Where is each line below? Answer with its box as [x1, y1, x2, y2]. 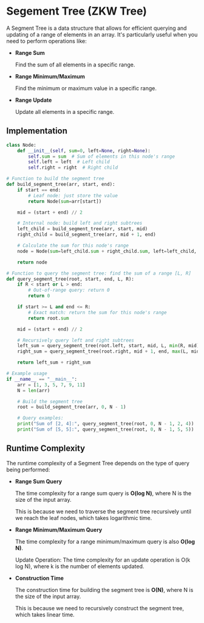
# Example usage [6, 370, 47, 376]
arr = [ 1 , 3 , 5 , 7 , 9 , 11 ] [17, 382, 86, 388]
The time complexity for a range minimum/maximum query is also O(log [15, 538, 195, 545]
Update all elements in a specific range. [15, 108, 115, 115]
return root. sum [28, 315, 69, 321]
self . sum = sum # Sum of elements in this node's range [28, 153, 175, 160]
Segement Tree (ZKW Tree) [6, 4, 148, 18]
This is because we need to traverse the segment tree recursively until [15, 507, 191, 515]
